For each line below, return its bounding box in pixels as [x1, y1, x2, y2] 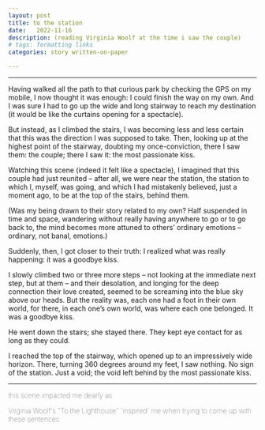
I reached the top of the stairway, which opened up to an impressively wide [8, 351, 252, 360]
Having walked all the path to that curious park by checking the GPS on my [8, 85, 252, 93]
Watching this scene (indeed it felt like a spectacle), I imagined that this [8, 165, 240, 175]
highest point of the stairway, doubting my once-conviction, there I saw [8, 141, 241, 151]
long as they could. [8, 336, 70, 345]
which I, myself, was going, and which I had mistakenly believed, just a [8, 183, 238, 191]
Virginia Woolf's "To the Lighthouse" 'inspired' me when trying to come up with [8, 406, 252, 415]
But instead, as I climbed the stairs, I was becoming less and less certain [8, 125, 244, 134]
